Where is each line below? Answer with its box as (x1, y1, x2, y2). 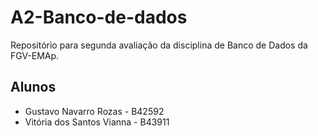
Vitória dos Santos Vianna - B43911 (24, 116, 170, 128)
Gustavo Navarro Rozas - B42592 (24, 105, 165, 117)
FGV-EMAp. (10, 49, 60, 61)
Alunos (10, 79, 57, 96)
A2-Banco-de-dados (10, 6, 188, 29)
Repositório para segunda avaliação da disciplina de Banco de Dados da (10, 39, 308, 51)
